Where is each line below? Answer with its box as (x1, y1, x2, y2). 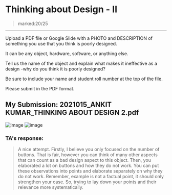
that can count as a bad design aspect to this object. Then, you (17, 157, 151, 163)
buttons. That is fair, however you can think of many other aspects (17, 152, 158, 158)
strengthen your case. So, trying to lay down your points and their (17, 179, 157, 185)
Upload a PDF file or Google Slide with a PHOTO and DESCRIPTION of (5, 35, 153, 41)
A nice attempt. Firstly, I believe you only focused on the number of (17, 147, 160, 153)
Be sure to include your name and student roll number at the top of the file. (5, 76, 163, 82)
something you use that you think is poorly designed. (5, 40, 117, 46)
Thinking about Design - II (5, 4, 118, 15)
